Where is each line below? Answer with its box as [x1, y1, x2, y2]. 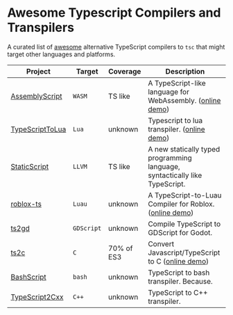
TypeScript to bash [148, 268, 210, 277]
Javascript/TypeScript [148, 248, 221, 257]
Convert [148, 239, 175, 248]
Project [26, 66, 51, 76]
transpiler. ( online [148, 124, 206, 134]
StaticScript [10, 161, 49, 171]
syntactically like [148, 170, 202, 180]
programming [148, 153, 192, 163]
